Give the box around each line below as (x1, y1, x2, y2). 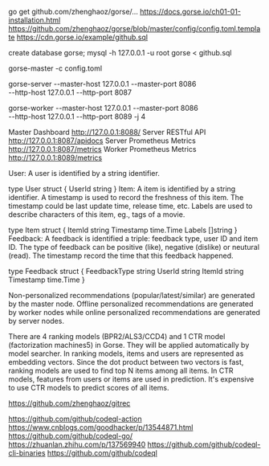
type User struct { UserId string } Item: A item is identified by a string (8, 184, 236, 194)
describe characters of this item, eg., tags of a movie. (8, 210, 185, 219)
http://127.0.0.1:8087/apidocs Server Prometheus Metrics (8, 136, 197, 145)
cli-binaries (8, 448, 46, 457)
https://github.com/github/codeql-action (8, 414, 142, 423)
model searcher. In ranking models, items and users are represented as (8, 349, 244, 358)
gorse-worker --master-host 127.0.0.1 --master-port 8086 (8, 104, 198, 112)
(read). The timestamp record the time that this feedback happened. (8, 251, 234, 260)
